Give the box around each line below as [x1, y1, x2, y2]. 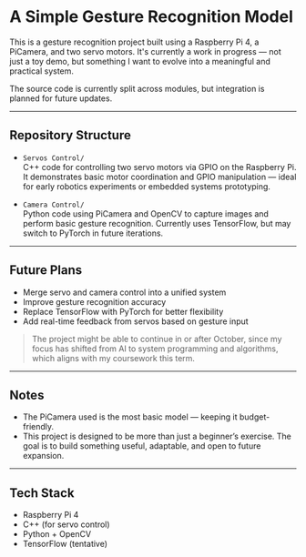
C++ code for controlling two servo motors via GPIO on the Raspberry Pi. [22, 161, 298, 172]
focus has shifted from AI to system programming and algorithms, [31, 343, 279, 354]
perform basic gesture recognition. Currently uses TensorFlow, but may [22, 218, 291, 228]
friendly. [22, 421, 55, 432]
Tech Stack [9, 485, 75, 501]
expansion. [22, 451, 65, 461]
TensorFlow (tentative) [22, 539, 107, 550]
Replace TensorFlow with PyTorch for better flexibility [22, 306, 224, 317]
